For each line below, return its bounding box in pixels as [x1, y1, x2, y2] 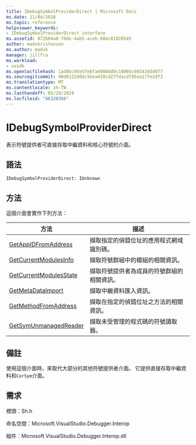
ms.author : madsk [6, 47, 48, 53]
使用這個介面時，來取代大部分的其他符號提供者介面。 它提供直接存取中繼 [6, 365, 181, 372]
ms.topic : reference [6, 19, 57, 25]
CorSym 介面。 [16, 372, 48, 379]
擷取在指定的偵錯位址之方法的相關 [89, 298, 184, 306]
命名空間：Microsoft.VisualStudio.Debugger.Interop [6, 420, 130, 427]
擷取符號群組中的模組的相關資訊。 [89, 256, 184, 264]
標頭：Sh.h [6, 408, 33, 415]
